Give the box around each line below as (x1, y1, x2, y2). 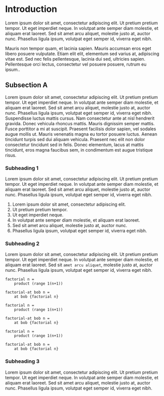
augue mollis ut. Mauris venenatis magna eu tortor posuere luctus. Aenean (5, 131, 158, 137)
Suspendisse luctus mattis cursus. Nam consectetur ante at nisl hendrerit (5, 115, 155, 121)
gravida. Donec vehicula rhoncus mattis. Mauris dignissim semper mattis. (5, 120, 155, 126)
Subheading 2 (5, 240, 40, 247)
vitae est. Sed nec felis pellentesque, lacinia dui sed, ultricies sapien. (5, 56, 146, 62)
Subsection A (5, 81, 48, 89)
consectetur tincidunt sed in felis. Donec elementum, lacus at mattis (5, 142, 144, 148)
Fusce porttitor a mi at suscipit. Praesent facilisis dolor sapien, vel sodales (5, 126, 156, 132)
